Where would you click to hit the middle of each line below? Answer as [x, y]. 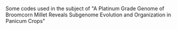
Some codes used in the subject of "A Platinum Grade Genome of [85, 9]
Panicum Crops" [25, 21]
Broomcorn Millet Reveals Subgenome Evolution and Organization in [88, 15]
